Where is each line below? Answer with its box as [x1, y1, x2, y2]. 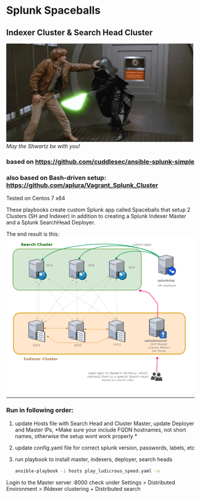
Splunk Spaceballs [6, 4, 101, 17]
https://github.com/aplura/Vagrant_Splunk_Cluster [6, 181, 159, 189]
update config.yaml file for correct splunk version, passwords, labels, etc [14, 444, 195, 451]
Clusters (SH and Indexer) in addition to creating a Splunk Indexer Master [6, 213, 187, 220]
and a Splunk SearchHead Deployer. [6, 219, 96, 226]
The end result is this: [6, 231, 60, 238]
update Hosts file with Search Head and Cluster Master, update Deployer [14, 420, 194, 427]
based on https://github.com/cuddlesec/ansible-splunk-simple [6, 157, 195, 166]
